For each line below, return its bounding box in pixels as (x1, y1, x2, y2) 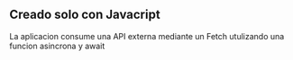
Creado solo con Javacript (9, 7, 160, 22)
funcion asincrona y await (9, 40, 105, 51)
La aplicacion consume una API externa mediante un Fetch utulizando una (9, 30, 285, 41)
